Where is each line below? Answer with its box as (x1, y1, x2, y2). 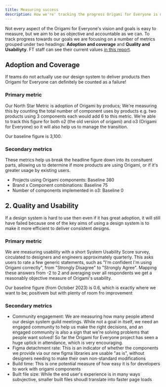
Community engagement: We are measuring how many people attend (12, 313, 154, 319)
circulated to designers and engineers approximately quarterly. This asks (5, 254, 154, 260)
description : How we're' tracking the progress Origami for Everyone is (5, 12, 158, 17)
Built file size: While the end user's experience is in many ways (12, 371, 140, 377)
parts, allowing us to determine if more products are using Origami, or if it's (5, 162, 158, 168)
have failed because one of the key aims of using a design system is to (5, 220, 150, 226)
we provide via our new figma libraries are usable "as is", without (12, 350, 145, 356)
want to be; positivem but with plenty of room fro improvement (5, 290, 133, 296)
